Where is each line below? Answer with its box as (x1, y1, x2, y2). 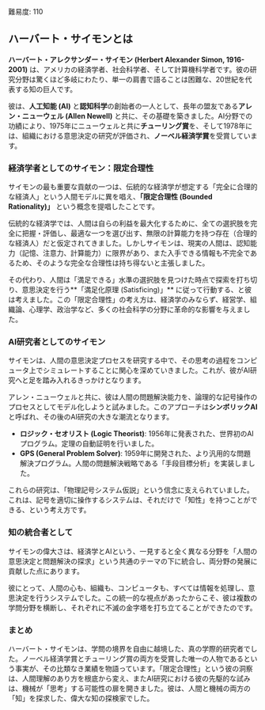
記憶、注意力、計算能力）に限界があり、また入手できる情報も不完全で (21, 249, 251, 258)
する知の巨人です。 (14, 84, 78, 93)
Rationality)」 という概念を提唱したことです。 (8, 202, 160, 211)
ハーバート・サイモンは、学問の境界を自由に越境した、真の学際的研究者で (8, 644, 251, 653)
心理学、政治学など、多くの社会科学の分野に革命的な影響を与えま (28, 305, 244, 314)
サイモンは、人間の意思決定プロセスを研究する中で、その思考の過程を (8, 355, 237, 366)
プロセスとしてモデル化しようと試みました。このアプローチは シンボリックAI (8, 402, 258, 412)
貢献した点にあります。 (8, 566, 85, 575)
